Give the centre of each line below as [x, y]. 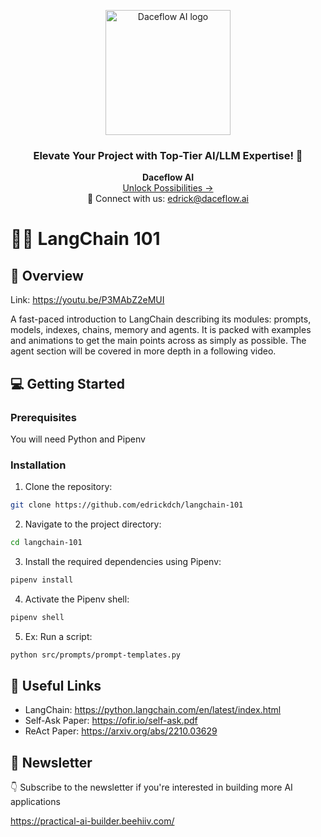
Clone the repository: [68, 487]
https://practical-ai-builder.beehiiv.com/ [92, 821]
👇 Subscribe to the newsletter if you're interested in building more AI [151, 787]
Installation [38, 465]
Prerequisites [43, 417]
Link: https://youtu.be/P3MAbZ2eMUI [87, 300]
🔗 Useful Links [56, 686]
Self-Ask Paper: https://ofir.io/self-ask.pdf [111, 721]
